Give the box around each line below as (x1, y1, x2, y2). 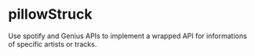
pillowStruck (8, 5, 93, 23)
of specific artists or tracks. (8, 39, 97, 48)
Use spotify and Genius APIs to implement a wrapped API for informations (8, 31, 247, 40)
